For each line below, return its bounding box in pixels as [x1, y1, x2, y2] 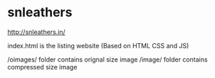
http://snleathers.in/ [7, 28, 65, 36]
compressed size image [7, 62, 78, 71]
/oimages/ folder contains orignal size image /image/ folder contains [7, 55, 208, 64]
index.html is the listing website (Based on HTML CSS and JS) [7, 41, 189, 50]
